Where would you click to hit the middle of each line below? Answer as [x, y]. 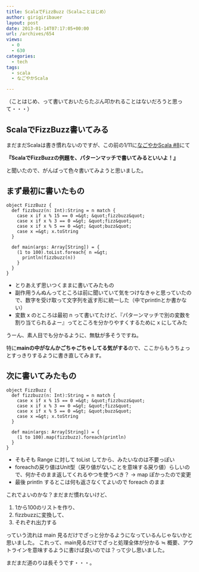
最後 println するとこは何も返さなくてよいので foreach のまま [90, 482]
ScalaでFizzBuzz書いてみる [57, 129]
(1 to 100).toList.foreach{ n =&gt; [63, 252]
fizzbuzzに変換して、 [41, 515]
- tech [20, 62]
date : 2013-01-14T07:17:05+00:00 [48, 28]
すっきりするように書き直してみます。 [58, 355]
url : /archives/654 [30, 34]
